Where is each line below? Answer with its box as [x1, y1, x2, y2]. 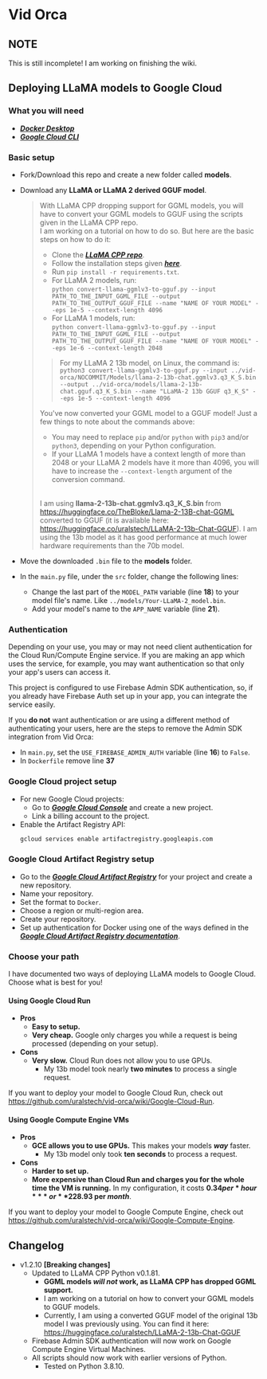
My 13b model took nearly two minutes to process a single [43, 1064, 238, 1074]
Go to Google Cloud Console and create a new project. [31, 802, 214, 812]
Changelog [8, 1239, 65, 1252]
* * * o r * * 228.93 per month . [31, 1192, 132, 1201]
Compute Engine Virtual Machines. [31, 1345, 146, 1354]
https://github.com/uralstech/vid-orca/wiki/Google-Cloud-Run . [8, 1097, 215, 1107]
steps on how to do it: [39, 234, 112, 244]
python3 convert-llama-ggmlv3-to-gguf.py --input [59, 366, 228, 374]
